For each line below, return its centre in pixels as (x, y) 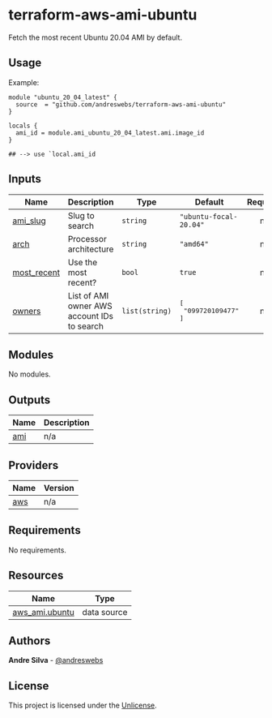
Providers (34, 465)
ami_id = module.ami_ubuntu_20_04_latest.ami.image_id (110, 133)
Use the (83, 262)
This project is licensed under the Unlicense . (83, 705)
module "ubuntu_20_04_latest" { (63, 97)
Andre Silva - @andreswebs (56, 660)
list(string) (147, 311)
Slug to (81, 215)
